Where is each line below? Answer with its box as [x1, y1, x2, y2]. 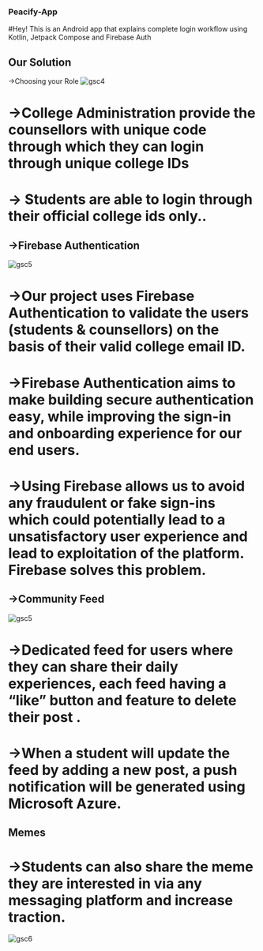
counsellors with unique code [8, 121, 207, 139]
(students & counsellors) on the [8, 321, 220, 339]
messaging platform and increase [8, 891, 233, 909]
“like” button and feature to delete [8, 691, 237, 709]
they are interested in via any [8, 874, 203, 893]
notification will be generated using [8, 778, 246, 796]
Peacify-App [8, 6, 58, 17]
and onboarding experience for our [8, 424, 242, 442]
